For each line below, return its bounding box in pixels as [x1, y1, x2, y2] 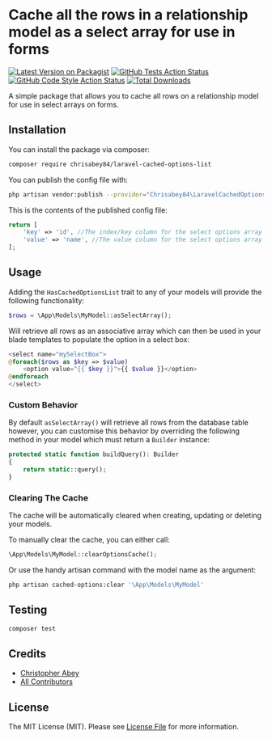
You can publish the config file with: [8, 175, 128, 184]
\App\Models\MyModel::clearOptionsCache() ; [8, 551, 158, 559]
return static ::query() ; [23, 466, 107, 474]
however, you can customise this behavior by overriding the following [8, 426, 240, 436]
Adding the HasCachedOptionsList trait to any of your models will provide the [8, 287, 262, 297]
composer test [8, 624, 57, 632]
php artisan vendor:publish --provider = [8, 190, 147, 199]
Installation [8, 123, 66, 137]
